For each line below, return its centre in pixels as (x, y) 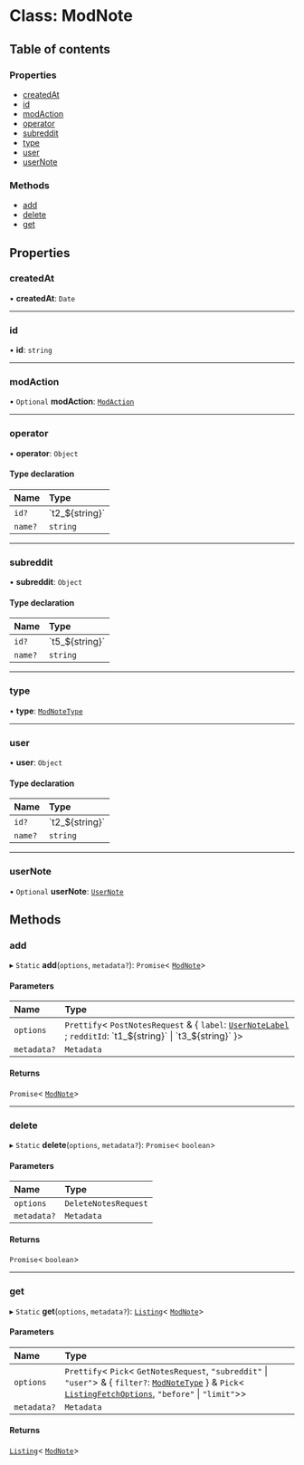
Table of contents (60, 49)
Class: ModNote (71, 16)
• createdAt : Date (42, 298)
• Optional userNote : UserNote (66, 891)
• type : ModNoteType (46, 711)
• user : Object (36, 762)
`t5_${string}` (77, 642)
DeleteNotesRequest (106, 1204)
